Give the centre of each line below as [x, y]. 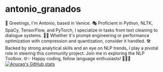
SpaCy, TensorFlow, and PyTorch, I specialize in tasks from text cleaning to [81, 30]
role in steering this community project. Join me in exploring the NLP [75, 53]
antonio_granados [43, 9]
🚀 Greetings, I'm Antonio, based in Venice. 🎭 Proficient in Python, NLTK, [79, 23]
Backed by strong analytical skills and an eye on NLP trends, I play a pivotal [82, 48]
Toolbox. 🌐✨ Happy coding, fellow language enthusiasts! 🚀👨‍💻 [68, 58]
